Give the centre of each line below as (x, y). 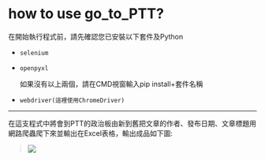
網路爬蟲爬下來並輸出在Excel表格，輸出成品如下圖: (91, 133)
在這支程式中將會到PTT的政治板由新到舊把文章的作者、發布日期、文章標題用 (132, 123)
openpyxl (34, 68)
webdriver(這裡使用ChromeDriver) (72, 100)
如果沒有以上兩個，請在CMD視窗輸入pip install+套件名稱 (111, 84)
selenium (34, 53)
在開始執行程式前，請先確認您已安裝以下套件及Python (96, 36)
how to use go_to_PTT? (86, 14)
